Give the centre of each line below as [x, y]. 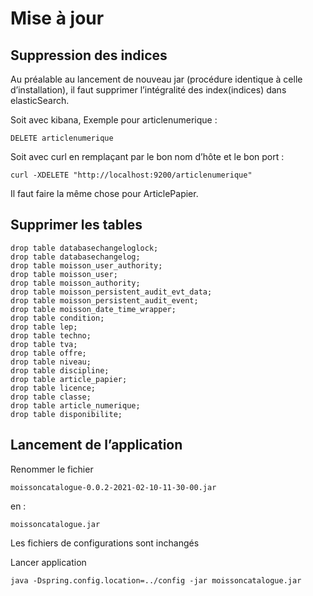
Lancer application [48, 562]
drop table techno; [51, 335]
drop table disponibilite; [66, 414]
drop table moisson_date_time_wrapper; [93, 309]
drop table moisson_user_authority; [86, 265]
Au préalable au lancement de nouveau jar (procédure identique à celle [156, 79]
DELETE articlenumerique [62, 138]
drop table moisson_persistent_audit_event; [104, 300]
